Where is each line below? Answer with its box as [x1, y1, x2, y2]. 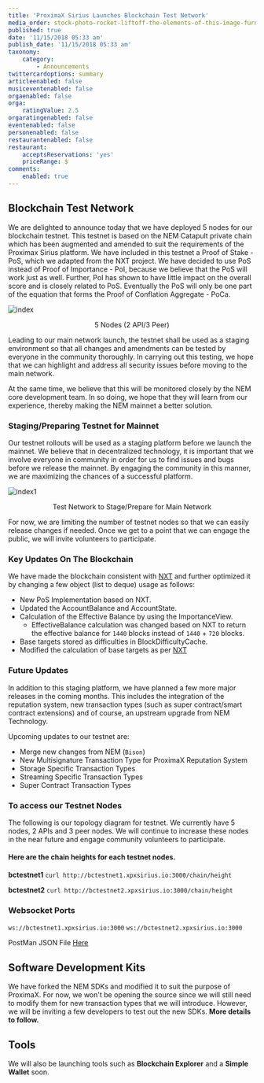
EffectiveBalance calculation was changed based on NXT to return [31, 620, 247, 630]
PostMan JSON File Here [8, 938, 89, 948]
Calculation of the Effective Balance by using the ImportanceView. [19, 612, 233, 622]
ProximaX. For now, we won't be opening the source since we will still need [8, 990, 251, 1000]
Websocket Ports [8, 905, 76, 915]
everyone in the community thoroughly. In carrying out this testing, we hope [8, 352, 254, 361]
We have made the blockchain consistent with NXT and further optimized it [8, 571, 251, 581]
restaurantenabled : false [8, 135, 93, 144]
